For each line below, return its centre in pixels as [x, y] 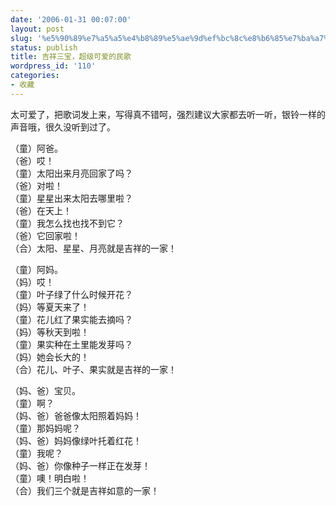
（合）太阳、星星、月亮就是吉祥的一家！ [93, 248]
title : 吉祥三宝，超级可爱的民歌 [71, 57]
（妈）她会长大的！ [50, 357]
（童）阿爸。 [36, 148]
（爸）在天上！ [41, 210]
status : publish [44, 47]
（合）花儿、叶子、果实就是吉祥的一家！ [93, 369]
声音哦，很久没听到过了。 [63, 127]
